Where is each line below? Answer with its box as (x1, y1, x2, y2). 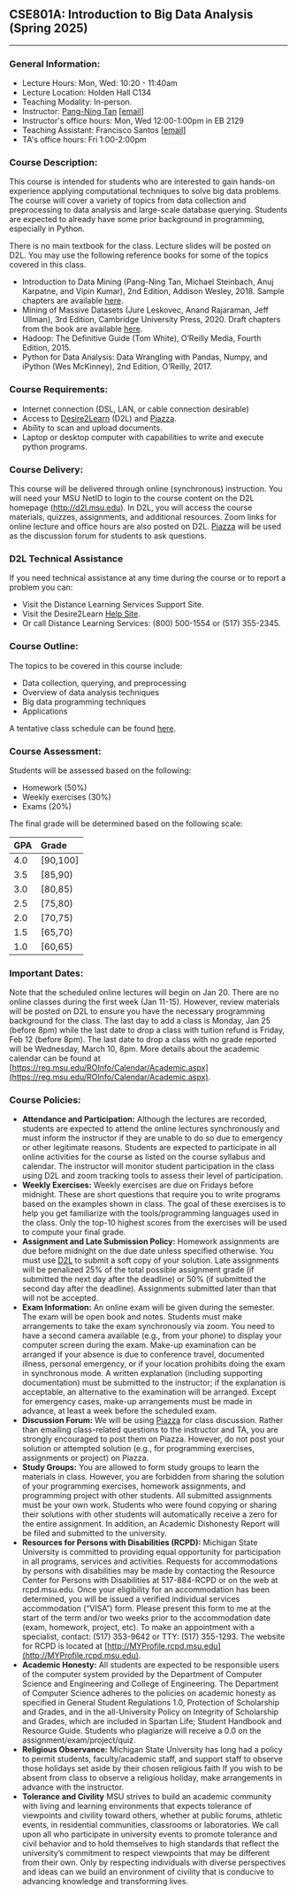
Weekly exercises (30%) (21, 792, 112, 802)
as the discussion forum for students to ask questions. (9, 530, 207, 541)
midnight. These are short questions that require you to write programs (21, 1189, 281, 1200)
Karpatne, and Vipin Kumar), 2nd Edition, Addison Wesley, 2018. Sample (21, 286, 285, 297)
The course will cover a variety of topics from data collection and (9, 195, 247, 206)
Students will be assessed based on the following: (9, 765, 192, 776)
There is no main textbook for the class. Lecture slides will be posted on (9, 241, 271, 251)
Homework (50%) (21, 782, 88, 793)
